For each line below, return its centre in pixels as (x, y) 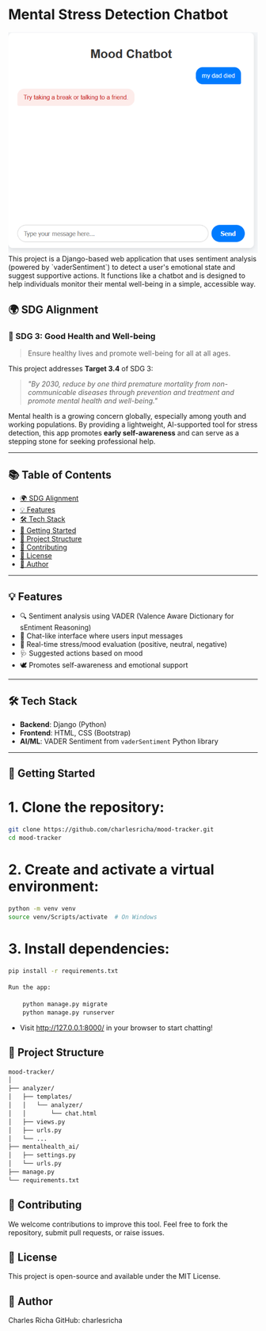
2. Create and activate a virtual (112, 870)
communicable (52, 393)
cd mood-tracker (35, 838)
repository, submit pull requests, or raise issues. (86, 1232)
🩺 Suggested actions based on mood (81, 653)
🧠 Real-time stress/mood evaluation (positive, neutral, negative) (123, 645)
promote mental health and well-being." (93, 401)
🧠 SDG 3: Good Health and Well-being (82, 337)
